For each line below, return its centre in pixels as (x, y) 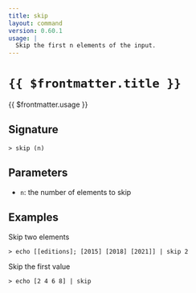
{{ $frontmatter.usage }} (48, 104)
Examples (33, 218)
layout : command (35, 23)
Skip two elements (39, 237)
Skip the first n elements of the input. (86, 46)
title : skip (28, 16)
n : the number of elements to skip (76, 192)
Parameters (38, 173)
